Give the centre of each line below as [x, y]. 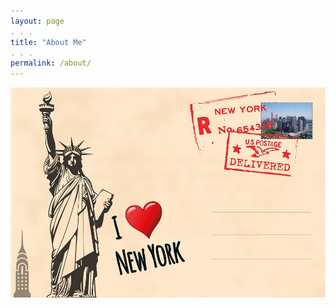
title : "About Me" [48, 42]
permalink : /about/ [51, 63]
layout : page [37, 21]
